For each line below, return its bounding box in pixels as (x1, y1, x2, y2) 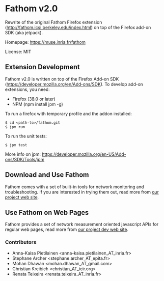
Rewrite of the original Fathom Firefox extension (5, 19, 102, 25)
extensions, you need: (5, 86, 50, 92)
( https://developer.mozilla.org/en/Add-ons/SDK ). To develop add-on (5, 81, 143, 87)
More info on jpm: (5, 151, 41, 157)
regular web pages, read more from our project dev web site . (5, 226, 129, 232)
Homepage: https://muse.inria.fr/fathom (5, 39, 86, 45)
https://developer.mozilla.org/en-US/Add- (41, 151, 126, 157)
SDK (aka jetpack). (5, 29, 43, 35)
